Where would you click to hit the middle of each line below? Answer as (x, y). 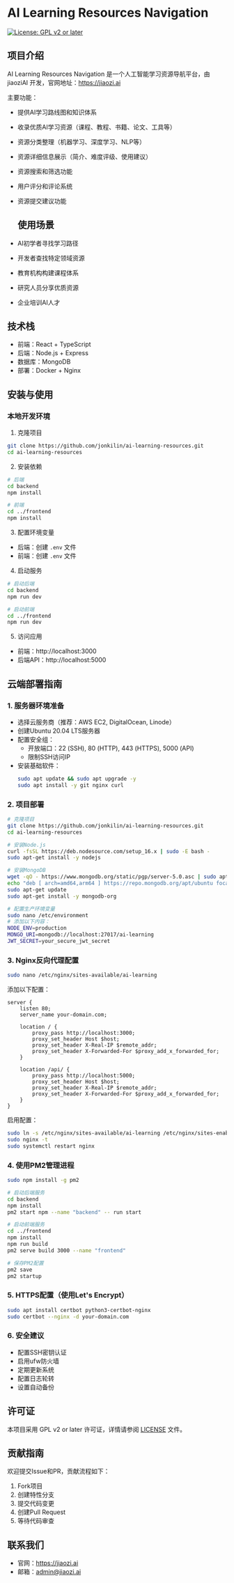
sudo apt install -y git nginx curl (70, 785)
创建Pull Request (41, 1512)
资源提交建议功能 (42, 201)
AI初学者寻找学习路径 (48, 243)
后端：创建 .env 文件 (47, 547)
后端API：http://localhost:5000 (62, 660)
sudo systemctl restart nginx (51, 1146)
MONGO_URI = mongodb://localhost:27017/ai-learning (81, 935)
